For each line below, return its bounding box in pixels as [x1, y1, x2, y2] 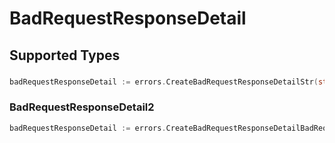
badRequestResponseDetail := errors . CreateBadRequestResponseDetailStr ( [9, 77, 319, 87]
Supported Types [9, 47, 121, 64]
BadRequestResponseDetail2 [9, 100, 155, 114]
